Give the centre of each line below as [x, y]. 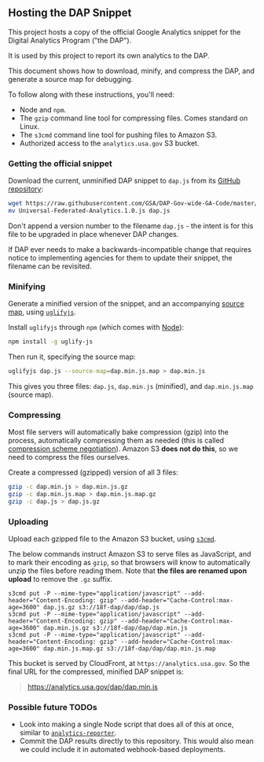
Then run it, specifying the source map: [72, 357]
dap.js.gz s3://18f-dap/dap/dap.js [101, 608]
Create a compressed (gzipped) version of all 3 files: [93, 472]
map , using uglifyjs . [42, 312]
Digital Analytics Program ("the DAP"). [70, 40]
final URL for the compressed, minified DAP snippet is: [96, 671]
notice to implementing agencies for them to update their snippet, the [121, 257]
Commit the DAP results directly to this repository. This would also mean [136, 741]
